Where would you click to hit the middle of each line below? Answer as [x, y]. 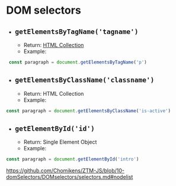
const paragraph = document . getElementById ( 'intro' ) [73, 159]
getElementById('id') [55, 128]
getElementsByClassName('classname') [84, 80]
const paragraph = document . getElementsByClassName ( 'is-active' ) [88, 111]
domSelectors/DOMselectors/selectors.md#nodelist [70, 177]
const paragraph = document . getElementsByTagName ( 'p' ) [78, 62]
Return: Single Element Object [60, 142]
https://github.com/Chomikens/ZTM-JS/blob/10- [65, 171]
